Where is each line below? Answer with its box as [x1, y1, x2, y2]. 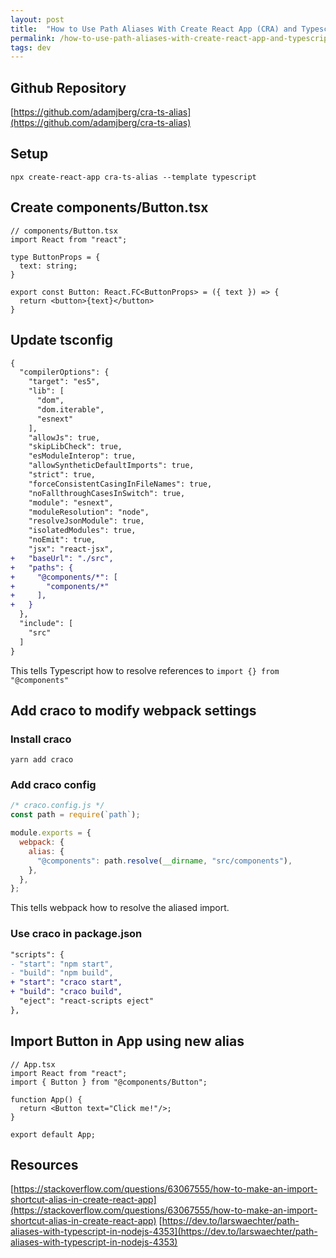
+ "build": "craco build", [10, 987, 123, 997]
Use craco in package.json [10, 927, 143, 941]
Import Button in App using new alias [10, 1033, 245, 1050]
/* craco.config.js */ [10, 801, 105, 811]
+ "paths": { [10, 562, 74, 573]
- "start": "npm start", [10, 959, 114, 969]
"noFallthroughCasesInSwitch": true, [28, 488, 186, 498]
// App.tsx [10, 1059, 56, 1070]
